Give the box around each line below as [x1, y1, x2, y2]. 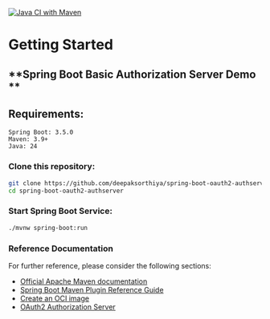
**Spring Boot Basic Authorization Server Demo [8, 67, 256, 81]
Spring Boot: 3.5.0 [8, 128, 74, 136]
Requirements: [8, 107, 84, 120]
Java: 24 [8, 143, 38, 151]
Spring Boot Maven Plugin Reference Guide [19, 285, 164, 294]
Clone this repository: [8, 161, 96, 172]
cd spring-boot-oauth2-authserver [8, 187, 125, 195]
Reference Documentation [8, 243, 114, 254]
